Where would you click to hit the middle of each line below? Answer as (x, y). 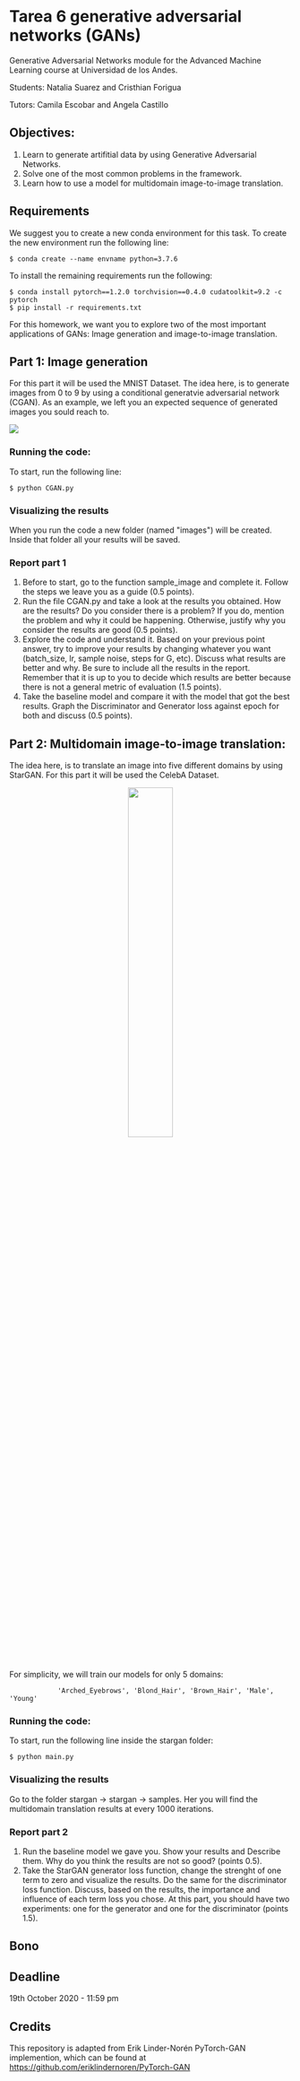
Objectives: (42, 133)
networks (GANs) (75, 35)
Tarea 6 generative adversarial (125, 17)
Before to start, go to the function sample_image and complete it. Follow (155, 582)
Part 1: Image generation (79, 362)
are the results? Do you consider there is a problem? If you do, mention (153, 611)
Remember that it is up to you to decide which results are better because (156, 678)
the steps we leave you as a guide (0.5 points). (108, 592)
